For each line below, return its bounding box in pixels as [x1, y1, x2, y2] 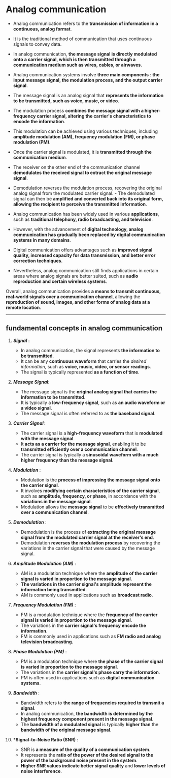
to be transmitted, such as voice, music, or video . [13, 98, 120, 104]
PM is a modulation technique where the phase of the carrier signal [20, 658, 163, 665]
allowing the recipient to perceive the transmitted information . [13, 201, 147, 207]
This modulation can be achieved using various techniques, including [13, 128, 158, 134]
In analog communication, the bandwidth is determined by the [20, 710, 153, 716]
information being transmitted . [20, 586, 87, 592]
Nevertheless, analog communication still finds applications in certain [13, 267, 159, 273]
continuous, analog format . [13, 25, 72, 32]
